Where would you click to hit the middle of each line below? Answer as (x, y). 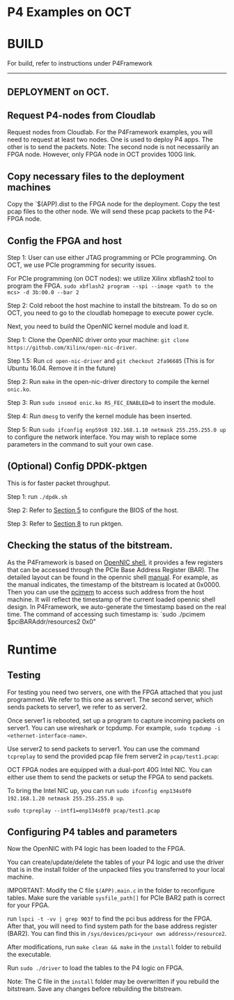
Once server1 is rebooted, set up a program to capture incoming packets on (116, 720)
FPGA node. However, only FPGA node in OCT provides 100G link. (102, 155)
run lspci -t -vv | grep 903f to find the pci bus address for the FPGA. (110, 919)
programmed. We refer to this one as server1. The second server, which (110, 699)
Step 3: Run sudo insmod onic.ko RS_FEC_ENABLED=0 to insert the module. (111, 402)
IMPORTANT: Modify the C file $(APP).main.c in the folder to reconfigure (111, 891)
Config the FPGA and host (64, 241)
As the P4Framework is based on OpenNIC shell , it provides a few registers (115, 562)
